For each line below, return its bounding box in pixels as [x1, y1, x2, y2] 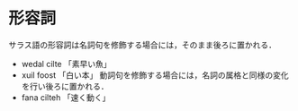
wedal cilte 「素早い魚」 [21, 58, 112, 69]
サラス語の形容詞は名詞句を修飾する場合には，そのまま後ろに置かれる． [8, 39, 276, 50]
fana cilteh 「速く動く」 [21, 91, 111, 103]
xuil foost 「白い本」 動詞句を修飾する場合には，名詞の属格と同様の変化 [21, 69, 289, 81]
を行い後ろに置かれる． [21, 81, 109, 91]
